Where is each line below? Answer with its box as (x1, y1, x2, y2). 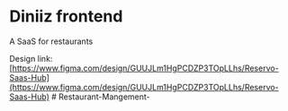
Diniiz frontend (9, 6, 123, 27)
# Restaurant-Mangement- (50, 91, 150, 102)
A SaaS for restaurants (9, 36, 94, 47)
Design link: (9, 53, 53, 64)
